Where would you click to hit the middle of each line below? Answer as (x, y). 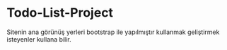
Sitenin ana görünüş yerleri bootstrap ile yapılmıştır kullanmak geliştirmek (113, 32)
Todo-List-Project (60, 13)
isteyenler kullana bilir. (39, 39)
